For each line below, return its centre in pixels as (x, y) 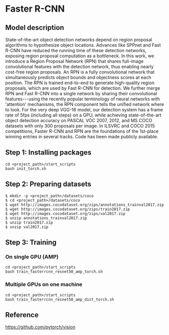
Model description (35, 28)
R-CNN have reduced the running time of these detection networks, (76, 50)
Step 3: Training (31, 243)
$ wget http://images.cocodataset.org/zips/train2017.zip (68, 209)
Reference (22, 315)
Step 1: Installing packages (49, 153)
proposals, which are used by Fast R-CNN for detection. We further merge (83, 88)
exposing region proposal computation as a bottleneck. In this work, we (80, 56)
